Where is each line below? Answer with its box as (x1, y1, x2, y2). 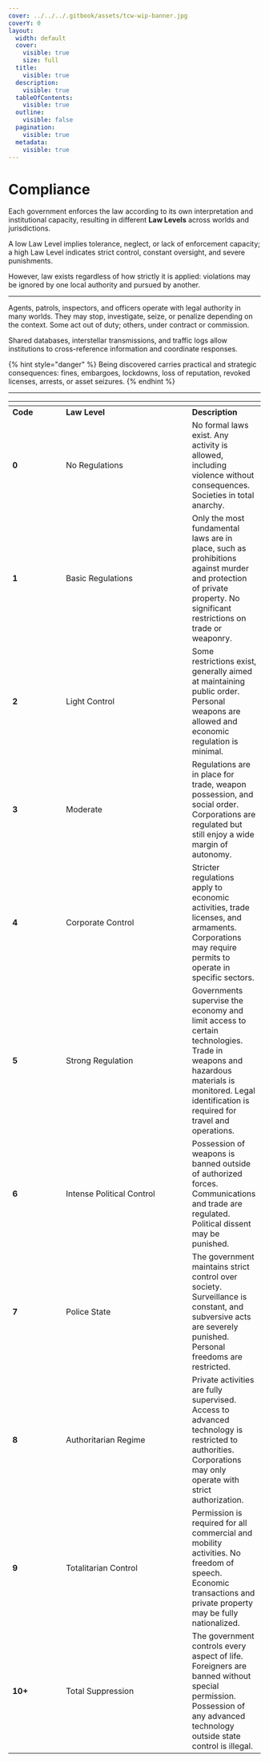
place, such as (191, 543, 247, 554)
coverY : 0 (8, 19, 42, 27)
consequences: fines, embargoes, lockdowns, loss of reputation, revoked (8, 368, 251, 378)
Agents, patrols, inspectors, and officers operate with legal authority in (8, 303, 242, 313)
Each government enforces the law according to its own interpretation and (8, 207, 254, 216)
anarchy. (191, 500, 225, 511)
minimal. (191, 746, 224, 757)
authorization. (191, 1495, 244, 1506)
